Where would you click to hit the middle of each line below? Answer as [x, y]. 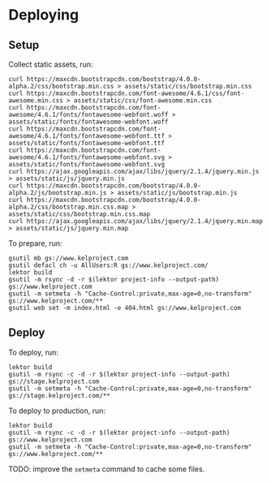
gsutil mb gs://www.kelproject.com [69, 258]
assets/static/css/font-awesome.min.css [143, 101]
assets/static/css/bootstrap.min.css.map [80, 214]
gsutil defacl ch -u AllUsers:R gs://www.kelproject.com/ [108, 265]
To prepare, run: [35, 243]
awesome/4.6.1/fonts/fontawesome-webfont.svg [86, 157]
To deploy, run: [34, 352]
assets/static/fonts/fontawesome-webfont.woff [88, 122]
